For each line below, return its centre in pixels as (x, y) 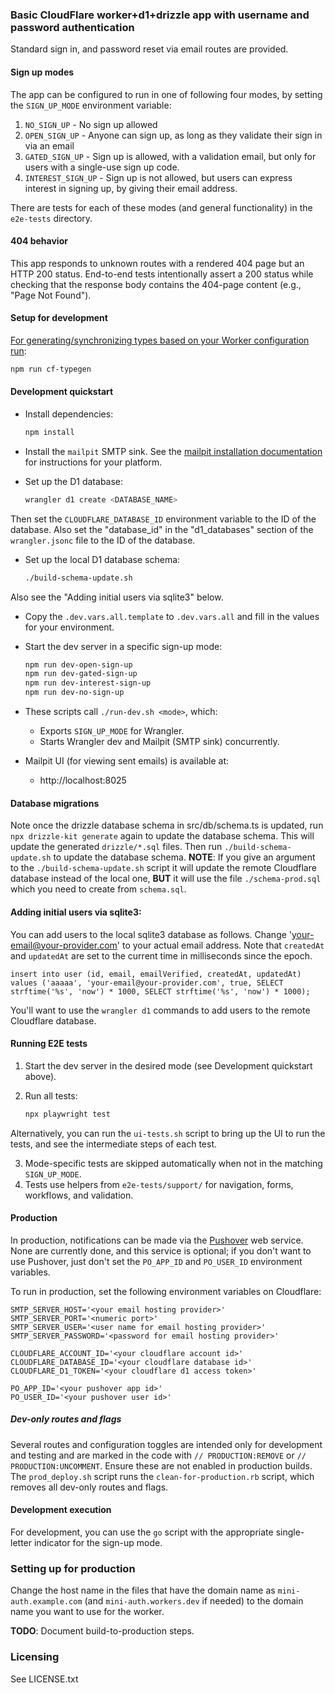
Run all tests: (51, 1095)
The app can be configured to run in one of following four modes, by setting (166, 94)
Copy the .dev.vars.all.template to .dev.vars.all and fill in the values (172, 616)
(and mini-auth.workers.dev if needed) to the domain (194, 1601)
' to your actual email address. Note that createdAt (220, 945)
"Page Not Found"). (51, 295)
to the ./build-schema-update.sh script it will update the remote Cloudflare (163, 868)
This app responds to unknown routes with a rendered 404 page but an (157, 263)
